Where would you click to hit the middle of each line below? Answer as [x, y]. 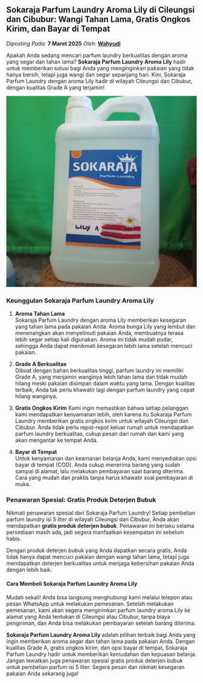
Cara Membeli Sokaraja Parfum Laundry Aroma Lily [72, 584]
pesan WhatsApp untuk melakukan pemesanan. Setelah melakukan [90, 604]
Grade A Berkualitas [41, 364]
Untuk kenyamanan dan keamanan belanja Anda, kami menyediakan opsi [106, 458]
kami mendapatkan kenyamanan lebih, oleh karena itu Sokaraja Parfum [103, 415]
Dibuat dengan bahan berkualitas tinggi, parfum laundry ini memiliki [99, 371]
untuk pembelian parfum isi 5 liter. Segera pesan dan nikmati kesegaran [95, 667]
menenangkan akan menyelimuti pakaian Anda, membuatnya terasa [99, 333]
